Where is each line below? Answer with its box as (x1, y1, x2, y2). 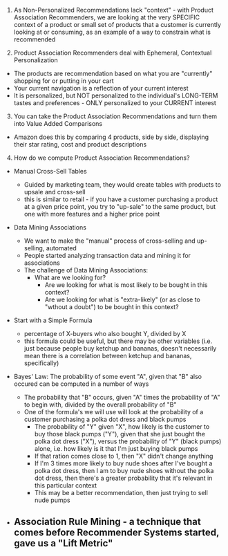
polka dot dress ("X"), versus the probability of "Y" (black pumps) (34, 437, 222, 445)
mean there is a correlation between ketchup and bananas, (23, 352, 192, 360)
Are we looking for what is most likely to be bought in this (44, 281, 208, 289)
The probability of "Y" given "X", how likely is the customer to (34, 423, 210, 431)
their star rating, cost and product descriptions (13, 140, 147, 148)
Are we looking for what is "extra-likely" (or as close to (44, 295, 200, 304)
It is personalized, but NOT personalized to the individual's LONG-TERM (13, 91, 218, 100)
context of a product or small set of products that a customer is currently (13, 21, 221, 28)
